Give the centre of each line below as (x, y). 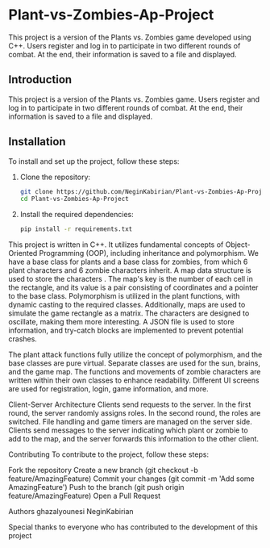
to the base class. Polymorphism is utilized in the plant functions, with (124, 296)
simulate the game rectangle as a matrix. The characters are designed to (129, 313)
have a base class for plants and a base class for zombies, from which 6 (128, 262)
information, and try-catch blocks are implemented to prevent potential (126, 330)
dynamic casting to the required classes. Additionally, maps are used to (127, 305)
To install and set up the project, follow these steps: (94, 161)
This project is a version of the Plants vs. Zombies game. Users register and (134, 99)
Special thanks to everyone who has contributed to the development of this (133, 527)
